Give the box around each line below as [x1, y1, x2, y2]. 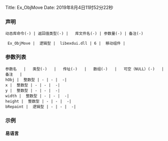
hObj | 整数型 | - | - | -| [5, 77, 67, 82]
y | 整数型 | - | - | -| [5, 88, 60, 93]
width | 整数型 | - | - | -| [5, 93, 70, 98]
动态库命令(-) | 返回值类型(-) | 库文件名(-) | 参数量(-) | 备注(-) [5, 31, 144, 37]
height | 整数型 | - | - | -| [5, 98, 72, 104]
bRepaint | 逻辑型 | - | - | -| [5, 104, 76, 109]
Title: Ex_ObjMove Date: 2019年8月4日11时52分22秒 [5, 5, 114, 10]
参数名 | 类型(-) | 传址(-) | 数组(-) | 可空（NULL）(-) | [5, 66, 164, 72]
